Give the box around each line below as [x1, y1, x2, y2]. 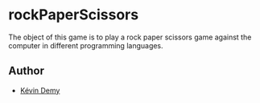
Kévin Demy [19, 85, 60, 95]
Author [8, 64, 44, 78]
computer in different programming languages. [8, 40, 163, 50]
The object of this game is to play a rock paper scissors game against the [8, 32, 252, 42]
